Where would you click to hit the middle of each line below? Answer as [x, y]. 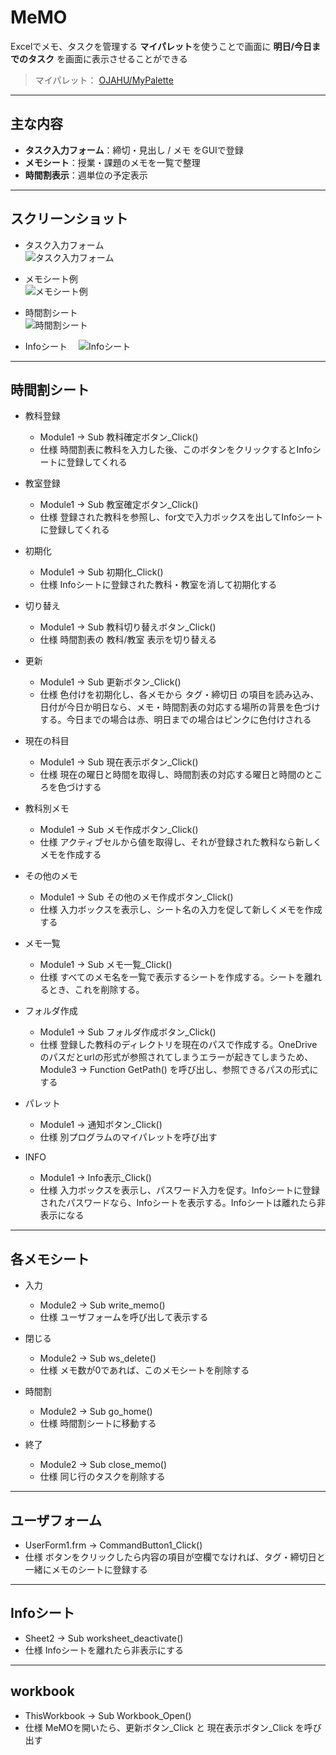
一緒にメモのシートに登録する [86, 1569]
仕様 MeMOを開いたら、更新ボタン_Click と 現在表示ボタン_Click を [164, 1727]
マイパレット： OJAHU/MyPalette [104, 80]
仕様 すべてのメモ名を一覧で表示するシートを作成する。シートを [172, 977]
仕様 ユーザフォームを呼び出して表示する [124, 1317]
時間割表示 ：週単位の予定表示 [86, 175]
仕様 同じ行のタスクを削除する [102, 1477]
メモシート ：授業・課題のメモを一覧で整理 [112, 162]
